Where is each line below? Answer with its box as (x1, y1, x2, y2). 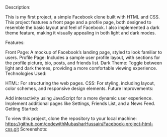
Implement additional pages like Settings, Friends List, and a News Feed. (5, 100, 155, 106)
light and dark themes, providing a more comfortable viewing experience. (5, 65, 157, 71)
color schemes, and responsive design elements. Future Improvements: (5, 85, 153, 91)
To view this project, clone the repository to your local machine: (5, 115, 137, 121)
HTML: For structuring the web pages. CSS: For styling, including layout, (5, 80, 155, 86)
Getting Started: (5, 106, 39, 111)
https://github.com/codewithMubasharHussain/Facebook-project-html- (5, 121, 153, 126)
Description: (5, 4, 31, 10)
